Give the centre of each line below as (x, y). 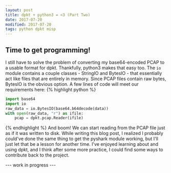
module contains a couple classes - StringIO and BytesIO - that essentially (84, 73)
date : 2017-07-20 (24, 20)
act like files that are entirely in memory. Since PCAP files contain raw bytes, (86, 79)
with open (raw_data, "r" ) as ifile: (44, 113)
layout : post (19, 10)
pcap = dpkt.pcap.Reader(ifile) (49, 118)
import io (16, 104)
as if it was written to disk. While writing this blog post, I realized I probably (84, 133)
